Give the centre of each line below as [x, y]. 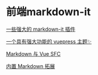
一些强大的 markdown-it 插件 [41, 29]
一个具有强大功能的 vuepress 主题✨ [49, 41]
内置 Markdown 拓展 [31, 66]
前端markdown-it [48, 12]
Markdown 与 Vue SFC [34, 53]
